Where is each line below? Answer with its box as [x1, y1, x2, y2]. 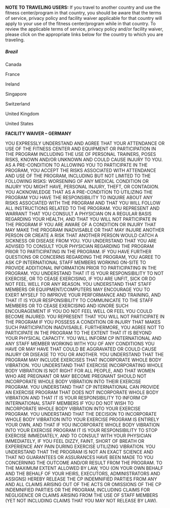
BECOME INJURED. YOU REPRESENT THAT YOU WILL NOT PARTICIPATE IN [5, 313, 165, 319]
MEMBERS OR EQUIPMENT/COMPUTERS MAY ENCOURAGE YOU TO [5, 286, 150, 292]
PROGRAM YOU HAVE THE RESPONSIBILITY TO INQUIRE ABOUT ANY [5, 194, 153, 200]
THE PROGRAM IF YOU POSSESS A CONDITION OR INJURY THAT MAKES [5, 318, 161, 325]
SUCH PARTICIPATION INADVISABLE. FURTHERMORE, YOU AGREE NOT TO [5, 324, 164, 330]
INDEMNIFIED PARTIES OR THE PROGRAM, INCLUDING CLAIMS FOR [5, 487, 150, 493]
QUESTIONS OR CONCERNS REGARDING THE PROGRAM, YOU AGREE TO [5, 254, 161, 260]
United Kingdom [5, 111, 40, 117]
